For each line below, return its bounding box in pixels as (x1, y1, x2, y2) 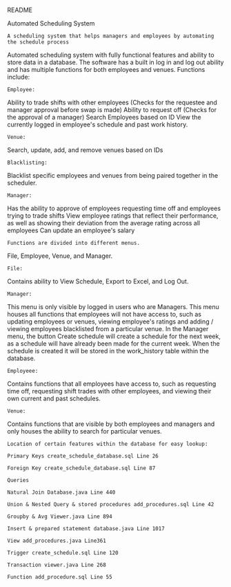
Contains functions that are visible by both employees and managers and (7, 420, 215, 428)
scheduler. (7, 179, 37, 187)
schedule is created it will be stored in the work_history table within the (7, 347, 209, 355)
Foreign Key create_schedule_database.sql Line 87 (7, 465, 156, 472)
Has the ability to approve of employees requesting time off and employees (7, 204, 221, 212)
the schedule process (7, 39, 70, 46)
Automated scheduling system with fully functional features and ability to (7, 51, 215, 59)
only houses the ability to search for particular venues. (7, 427, 162, 435)
